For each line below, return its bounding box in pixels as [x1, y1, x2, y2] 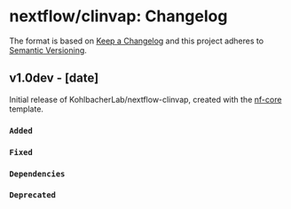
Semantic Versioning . [9, 44, 87, 55]
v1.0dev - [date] [9, 71, 99, 86]
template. [9, 104, 44, 114]
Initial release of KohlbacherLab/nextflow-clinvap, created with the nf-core [9, 94, 282, 104]
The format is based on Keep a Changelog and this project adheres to [9, 35, 264, 46]
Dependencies [9, 168, 66, 179]
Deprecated [9, 190, 56, 200]
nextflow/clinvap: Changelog [9, 6, 228, 27]
